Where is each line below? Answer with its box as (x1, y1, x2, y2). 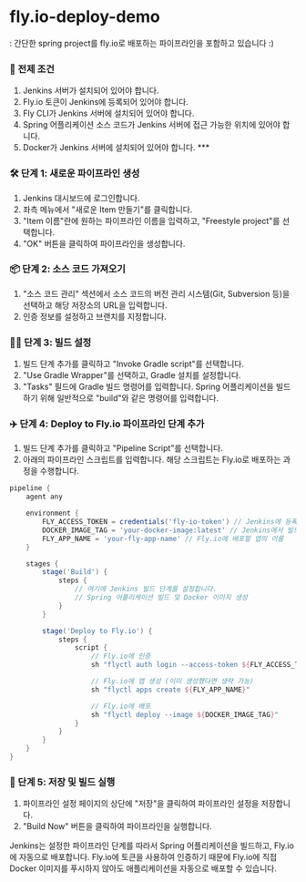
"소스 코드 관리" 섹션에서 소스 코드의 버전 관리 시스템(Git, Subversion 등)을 (22, 288, 291, 299)
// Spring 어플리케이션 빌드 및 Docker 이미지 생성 (74, 593, 249, 602)
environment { (25, 508, 79, 518)
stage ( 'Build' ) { (42, 568, 107, 577)
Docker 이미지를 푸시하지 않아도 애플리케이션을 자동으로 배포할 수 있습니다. (9, 863, 278, 874)
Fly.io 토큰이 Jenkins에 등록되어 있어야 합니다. (22, 97, 189, 108)
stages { (25, 559, 59, 569)
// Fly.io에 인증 (90, 651, 151, 661)
